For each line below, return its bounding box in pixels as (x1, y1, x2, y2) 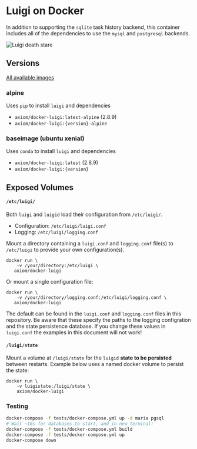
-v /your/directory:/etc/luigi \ (16, 262, 99, 268)
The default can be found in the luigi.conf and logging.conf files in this (6, 310, 181, 317)
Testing (6, 402, 28, 410)
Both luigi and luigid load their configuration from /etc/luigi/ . (6, 211, 163, 218)
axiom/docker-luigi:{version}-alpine (14, 121, 108, 127)
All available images (6, 74, 55, 81)
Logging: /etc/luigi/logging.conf (14, 228, 99, 235)
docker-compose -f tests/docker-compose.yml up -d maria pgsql (6, 415, 165, 421)
